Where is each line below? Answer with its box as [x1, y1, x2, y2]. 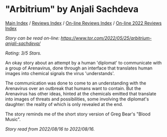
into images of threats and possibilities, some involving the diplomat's [5, 96, 149, 102]
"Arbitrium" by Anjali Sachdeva [5, 3, 139, 15]
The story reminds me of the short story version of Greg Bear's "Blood [5, 111, 151, 117]
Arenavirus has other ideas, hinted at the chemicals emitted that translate [5, 90, 156, 96]
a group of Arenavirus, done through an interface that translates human [5, 65, 153, 71]
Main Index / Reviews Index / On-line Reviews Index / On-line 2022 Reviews [5, 20, 162, 26]
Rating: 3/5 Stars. [5, 50, 42, 56]
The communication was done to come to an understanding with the [5, 80, 146, 86]
